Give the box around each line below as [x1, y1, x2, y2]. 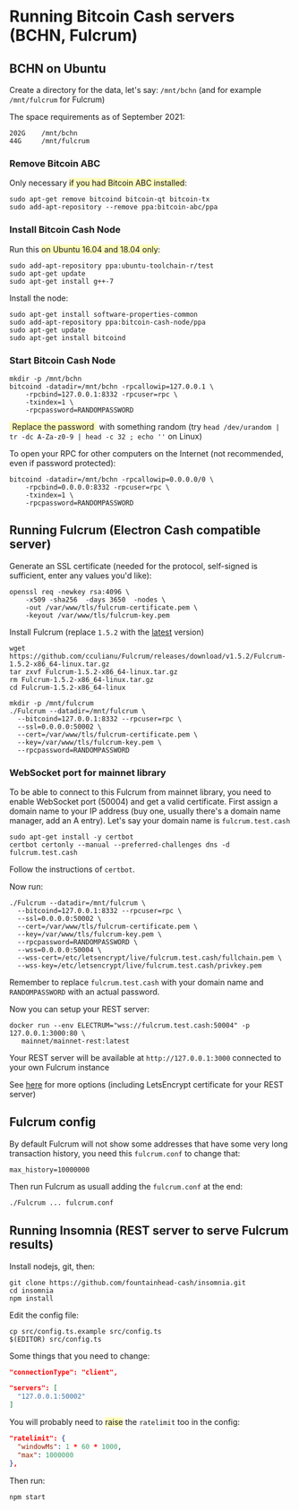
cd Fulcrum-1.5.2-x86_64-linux [9, 683, 126, 692]
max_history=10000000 [9, 1165, 90, 1174]
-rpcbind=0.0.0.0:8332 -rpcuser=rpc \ [25, 482, 170, 491]
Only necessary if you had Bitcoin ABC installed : [9, 177, 188, 189]
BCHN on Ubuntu [9, 61, 107, 76]
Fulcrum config [9, 1114, 97, 1130]
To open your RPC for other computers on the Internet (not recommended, [9, 448, 284, 458]
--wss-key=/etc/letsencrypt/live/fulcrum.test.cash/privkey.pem [17, 961, 262, 970]
